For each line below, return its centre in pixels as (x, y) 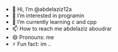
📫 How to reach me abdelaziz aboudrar (62, 29)
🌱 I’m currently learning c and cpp (54, 22)
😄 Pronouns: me (33, 37)
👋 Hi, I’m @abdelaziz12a (42, 9)
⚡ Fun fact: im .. (31, 44)
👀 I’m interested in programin (48, 16)
